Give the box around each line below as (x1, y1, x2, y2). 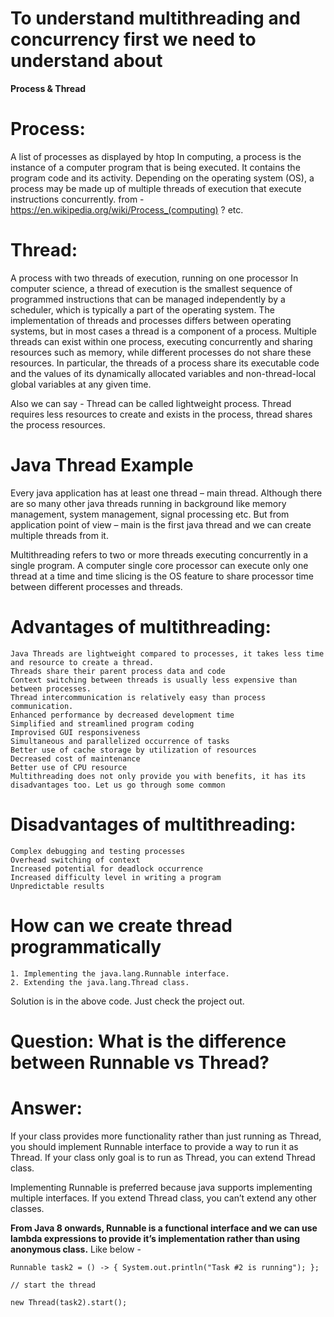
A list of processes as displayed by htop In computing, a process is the (10, 150, 302, 162)
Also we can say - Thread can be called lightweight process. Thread (10, 397, 292, 409)
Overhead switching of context (10, 855, 141, 865)
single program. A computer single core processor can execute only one (10, 559, 309, 571)
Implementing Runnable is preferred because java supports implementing (10, 1181, 313, 1193)
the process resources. (10, 418, 106, 431)
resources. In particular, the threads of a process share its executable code (10, 357, 320, 369)
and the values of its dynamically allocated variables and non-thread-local (10, 367, 317, 379)
